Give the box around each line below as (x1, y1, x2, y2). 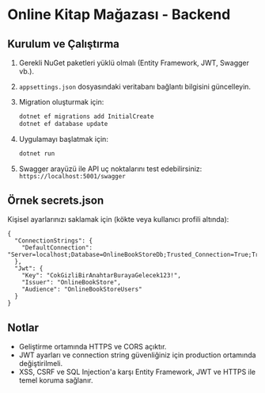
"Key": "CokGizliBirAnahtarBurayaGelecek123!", (21, 272, 181, 280)
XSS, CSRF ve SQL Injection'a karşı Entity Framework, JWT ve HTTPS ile (18, 367, 256, 377)
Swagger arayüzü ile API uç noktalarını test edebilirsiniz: (18, 164, 203, 174)
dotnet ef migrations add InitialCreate (18, 113, 154, 120)
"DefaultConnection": (21, 244, 93, 252)
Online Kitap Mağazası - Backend (7, 6, 231, 24)
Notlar (7, 321, 40, 334)
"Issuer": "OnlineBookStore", (21, 279, 122, 287)
